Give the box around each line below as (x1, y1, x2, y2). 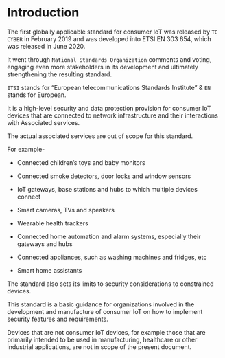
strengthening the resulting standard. (7, 70, 112, 78)
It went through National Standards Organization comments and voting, (7, 55, 212, 63)
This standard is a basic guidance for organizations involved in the (7, 300, 195, 309)
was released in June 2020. (7, 42, 86, 50)
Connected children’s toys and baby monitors (16, 158, 145, 166)
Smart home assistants (16, 266, 82, 274)
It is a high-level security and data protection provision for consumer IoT (7, 104, 211, 112)
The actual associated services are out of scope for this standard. (7, 132, 193, 140)
